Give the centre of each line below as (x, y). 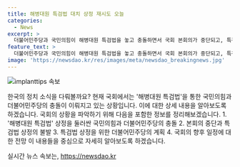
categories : (25, 21)
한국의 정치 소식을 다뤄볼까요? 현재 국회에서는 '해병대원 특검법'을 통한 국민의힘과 (120, 96)
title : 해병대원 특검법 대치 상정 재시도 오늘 (66, 14)
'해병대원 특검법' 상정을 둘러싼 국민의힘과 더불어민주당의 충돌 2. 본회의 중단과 (115, 123)
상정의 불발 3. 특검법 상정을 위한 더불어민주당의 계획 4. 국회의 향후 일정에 (122, 131)
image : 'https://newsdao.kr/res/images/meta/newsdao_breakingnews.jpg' (116, 60)
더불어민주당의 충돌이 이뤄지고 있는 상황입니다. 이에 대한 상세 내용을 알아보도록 (117, 105)
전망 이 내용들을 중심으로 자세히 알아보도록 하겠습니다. (90, 141)
